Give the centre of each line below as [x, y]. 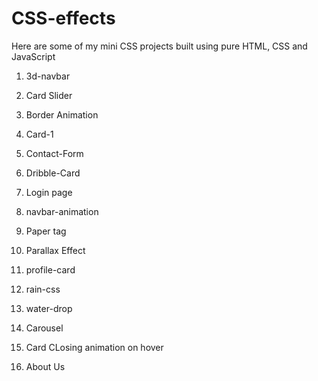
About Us [45, 366]
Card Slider [49, 95]
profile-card [50, 269]
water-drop [49, 308]
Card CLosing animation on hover [94, 347]
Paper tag [46, 231]
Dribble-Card [53, 173]
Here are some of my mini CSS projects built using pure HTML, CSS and [159, 46]
